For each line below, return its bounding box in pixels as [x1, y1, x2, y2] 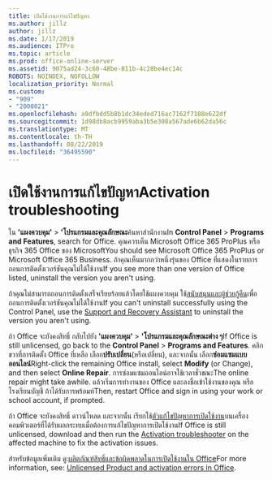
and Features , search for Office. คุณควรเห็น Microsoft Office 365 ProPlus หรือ [8, 236, 261, 246]
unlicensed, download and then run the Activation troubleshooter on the [8, 430, 249, 439]
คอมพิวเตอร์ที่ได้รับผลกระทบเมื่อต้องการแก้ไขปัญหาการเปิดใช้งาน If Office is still [8, 420, 227, 430]
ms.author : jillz [8, 19, 67, 28]
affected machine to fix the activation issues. [8, 438, 158, 448]
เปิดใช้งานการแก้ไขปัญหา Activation [8, 183, 210, 201]
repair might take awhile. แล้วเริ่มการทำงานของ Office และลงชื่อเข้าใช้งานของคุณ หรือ [8, 377, 254, 387]
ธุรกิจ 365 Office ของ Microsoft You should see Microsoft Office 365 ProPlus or [8, 245, 265, 256]
